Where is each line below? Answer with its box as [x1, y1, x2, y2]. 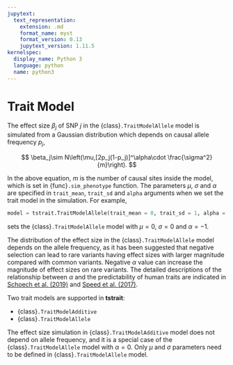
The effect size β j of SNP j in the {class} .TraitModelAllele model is [7, 121, 200, 132]
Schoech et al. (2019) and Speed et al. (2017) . [7, 280, 138, 288]
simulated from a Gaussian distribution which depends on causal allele [7, 130, 210, 139]
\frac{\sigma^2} [167, 153, 213, 162]
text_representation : [13, 17, 77, 24]
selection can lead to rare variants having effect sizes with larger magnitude [7, 250, 225, 258]
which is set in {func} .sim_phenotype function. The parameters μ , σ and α [7, 182, 217, 190]
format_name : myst [19, 29, 73, 37]
